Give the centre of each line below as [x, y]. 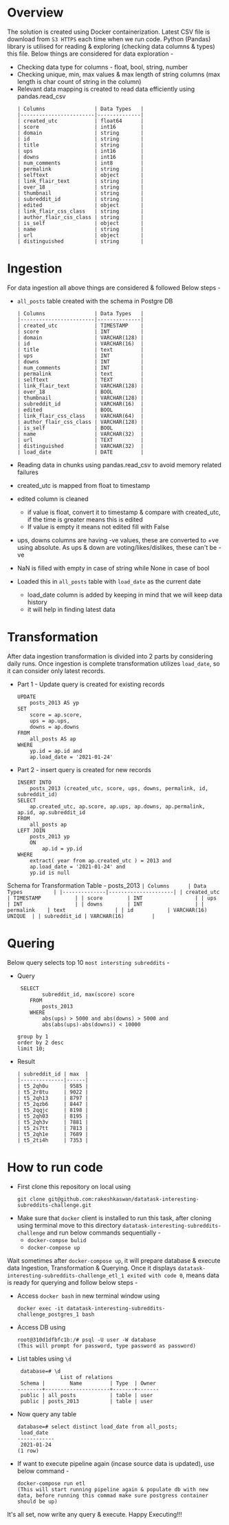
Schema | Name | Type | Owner [88, 1383]
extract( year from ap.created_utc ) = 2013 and [101, 861]
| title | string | [80, 145]
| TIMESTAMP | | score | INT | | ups [112, 898]
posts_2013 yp [50, 836]
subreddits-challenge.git [54, 1205]
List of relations [87, 1377]
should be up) [37, 1502]
